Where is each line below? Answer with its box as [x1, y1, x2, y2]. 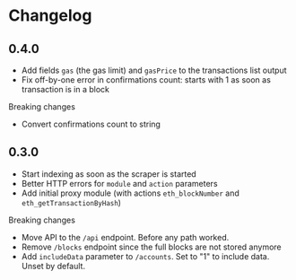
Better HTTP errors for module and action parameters [21, 178, 218, 188]
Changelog [8, 5, 92, 26]
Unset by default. [21, 260, 86, 271]
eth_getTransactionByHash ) [21, 197, 122, 207]
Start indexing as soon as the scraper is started [21, 168, 196, 179]
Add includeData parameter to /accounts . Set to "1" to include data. [21, 250, 270, 261]
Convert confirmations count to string [21, 118, 161, 129]
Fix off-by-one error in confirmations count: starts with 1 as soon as [21, 74, 271, 85]
